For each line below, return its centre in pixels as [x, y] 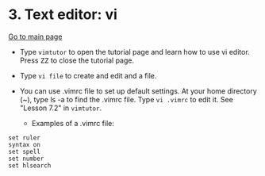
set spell [25, 151]
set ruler [25, 138]
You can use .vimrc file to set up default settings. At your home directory [138, 91]
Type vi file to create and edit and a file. [88, 75]
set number [26, 159]
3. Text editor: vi [63, 15]
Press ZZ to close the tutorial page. [77, 60]
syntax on [25, 144]
